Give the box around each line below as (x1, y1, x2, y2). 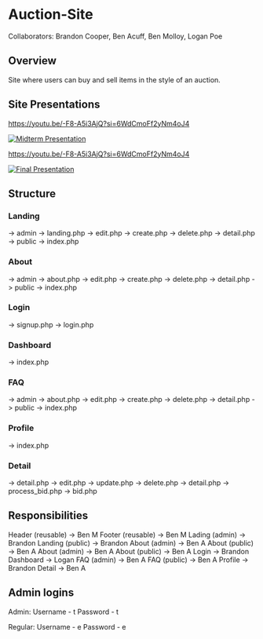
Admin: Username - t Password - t (8, 607, 119, 616)
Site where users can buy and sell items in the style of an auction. (8, 75, 221, 84)
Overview (8, 54, 57, 68)
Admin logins (8, 586, 75, 600)
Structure (8, 187, 57, 200)
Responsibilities (8, 509, 89, 523)
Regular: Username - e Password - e (8, 622, 127, 631)
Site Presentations (8, 98, 100, 111)
